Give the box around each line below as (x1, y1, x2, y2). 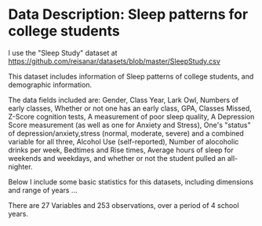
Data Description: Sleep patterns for (8, 5, 249, 24)
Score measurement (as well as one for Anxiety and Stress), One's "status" (8, 120, 251, 129)
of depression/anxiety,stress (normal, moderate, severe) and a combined (8, 128, 245, 138)
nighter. (8, 162, 33, 171)
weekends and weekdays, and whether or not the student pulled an (8, 153, 226, 162)
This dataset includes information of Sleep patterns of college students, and (8, 71, 254, 81)
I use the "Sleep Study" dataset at (8, 48, 118, 57)
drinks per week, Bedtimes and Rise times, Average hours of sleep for (8, 145, 234, 155)
